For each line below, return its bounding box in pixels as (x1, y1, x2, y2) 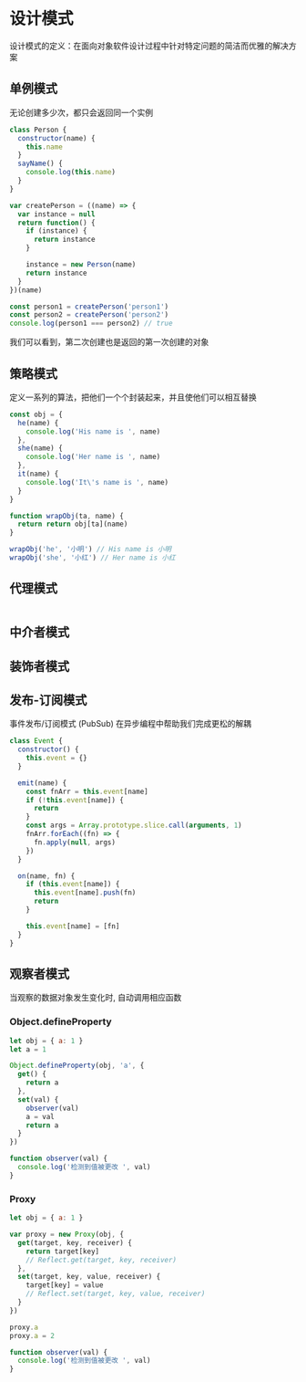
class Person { (9, 125, 67, 134)
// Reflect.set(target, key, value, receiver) (25, 1289, 206, 1299)
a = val (25, 1112, 55, 1121)
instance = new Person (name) (25, 260, 137, 269)
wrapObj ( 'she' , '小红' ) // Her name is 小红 (9, 553, 176, 562)
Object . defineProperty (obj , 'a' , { (9, 1061, 145, 1071)
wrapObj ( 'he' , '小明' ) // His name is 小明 (9, 545, 171, 554)
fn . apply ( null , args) (33, 837, 117, 847)
